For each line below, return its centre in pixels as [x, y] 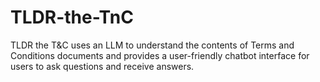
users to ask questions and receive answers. [102, 66]
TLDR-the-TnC [72, 17]
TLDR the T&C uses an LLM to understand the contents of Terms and [152, 45]
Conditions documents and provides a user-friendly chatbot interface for [160, 55]
